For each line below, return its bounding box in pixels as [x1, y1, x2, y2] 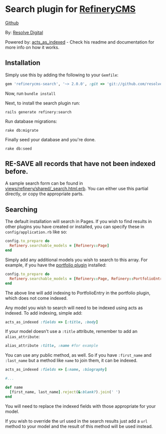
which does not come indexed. [5, 295, 68, 301]
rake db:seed [5, 146, 32, 151]
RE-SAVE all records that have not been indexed [5, 160, 156, 168]
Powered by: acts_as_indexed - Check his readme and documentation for [5, 39, 155, 45]
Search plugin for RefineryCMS [5, 3, 136, 15]
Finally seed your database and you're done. [5, 136, 96, 142]
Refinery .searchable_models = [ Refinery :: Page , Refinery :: [9, 276, 134, 281]
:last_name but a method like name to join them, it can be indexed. [5, 358, 138, 364]
